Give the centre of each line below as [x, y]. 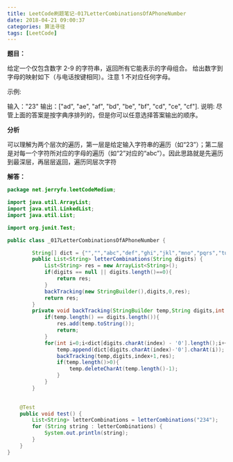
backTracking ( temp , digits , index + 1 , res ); [116, 356]
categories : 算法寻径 [36, 26]
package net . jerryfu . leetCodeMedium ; [62, 190]
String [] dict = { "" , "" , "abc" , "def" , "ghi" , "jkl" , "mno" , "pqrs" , [125, 253]
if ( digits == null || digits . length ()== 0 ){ [108, 272]
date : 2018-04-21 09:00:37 [46, 20]
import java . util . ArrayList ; [49, 203]
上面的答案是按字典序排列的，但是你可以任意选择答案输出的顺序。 [107, 115]
